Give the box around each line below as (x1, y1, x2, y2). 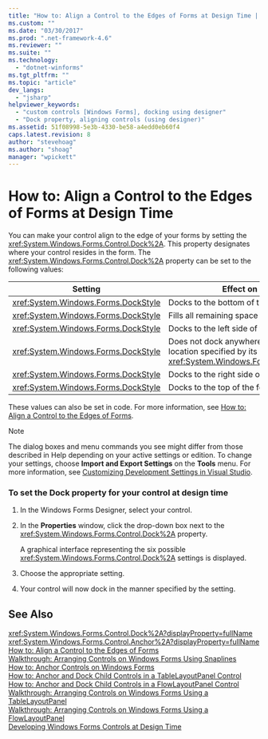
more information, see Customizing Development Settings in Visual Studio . (8, 467, 253, 477)
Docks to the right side (168, 369, 254, 380)
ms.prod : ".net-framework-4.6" (8, 34, 112, 42)
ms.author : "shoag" (8, 145, 73, 153)
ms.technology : (8, 57, 59, 65)
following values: (8, 264, 64, 274)
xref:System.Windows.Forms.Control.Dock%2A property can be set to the (8, 256, 251, 266)
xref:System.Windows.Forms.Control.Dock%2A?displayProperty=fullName (8, 629, 253, 638)
